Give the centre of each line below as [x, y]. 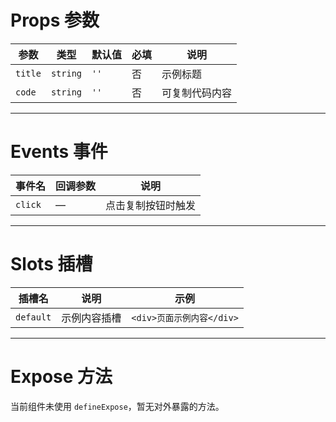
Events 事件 [59, 152]
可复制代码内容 [197, 93]
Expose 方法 [61, 377]
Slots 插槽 [51, 264]
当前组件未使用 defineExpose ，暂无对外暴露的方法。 [117, 406]
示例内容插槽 [91, 318]
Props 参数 [55, 20]
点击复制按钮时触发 [151, 205]
